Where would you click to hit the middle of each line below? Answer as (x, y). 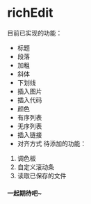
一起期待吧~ (25, 193)
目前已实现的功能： (35, 33)
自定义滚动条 (35, 167)
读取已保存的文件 (42, 175)
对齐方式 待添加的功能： (52, 143)
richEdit (30, 13)
